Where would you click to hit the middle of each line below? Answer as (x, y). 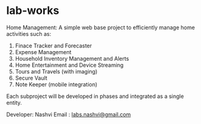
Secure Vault (31, 78)
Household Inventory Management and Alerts (72, 58)
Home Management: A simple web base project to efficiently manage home (101, 27)
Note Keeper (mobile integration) (56, 84)
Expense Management (43, 52)
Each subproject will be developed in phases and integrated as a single (95, 96)
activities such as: (29, 33)
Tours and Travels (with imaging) (56, 71)
